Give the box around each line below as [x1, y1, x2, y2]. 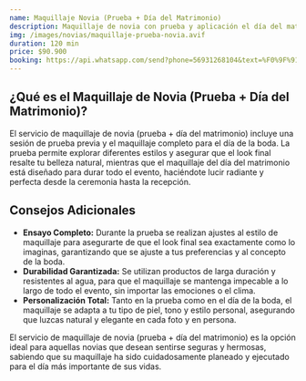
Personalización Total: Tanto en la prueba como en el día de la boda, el [22, 294, 292, 305]
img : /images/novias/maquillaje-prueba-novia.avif [9, 30, 206, 39]
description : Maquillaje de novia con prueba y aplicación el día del [9, 22, 283, 31]
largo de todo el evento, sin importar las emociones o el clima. [22, 284, 257, 296]
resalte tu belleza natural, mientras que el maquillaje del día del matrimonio [9, 157, 291, 168]
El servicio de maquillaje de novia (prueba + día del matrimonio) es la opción [9, 332, 296, 343]
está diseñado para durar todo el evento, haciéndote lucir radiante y [9, 166, 264, 178]
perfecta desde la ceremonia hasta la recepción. [9, 176, 191, 187]
